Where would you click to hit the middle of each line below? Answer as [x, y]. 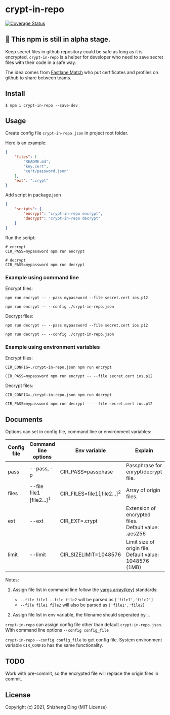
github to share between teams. [38, 78]
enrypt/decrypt [144, 472]
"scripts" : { [28, 209]
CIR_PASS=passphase [87, 472]
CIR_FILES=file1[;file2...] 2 [91, 493]
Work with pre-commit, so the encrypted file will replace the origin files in [82, 673]
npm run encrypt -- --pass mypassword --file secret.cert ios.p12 [77, 298]
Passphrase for [144, 466]
